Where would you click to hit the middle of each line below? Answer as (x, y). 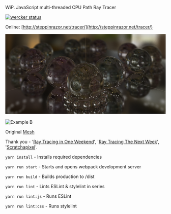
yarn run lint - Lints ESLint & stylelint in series (55, 186)
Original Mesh (20, 132)
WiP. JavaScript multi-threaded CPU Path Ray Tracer (61, 7)
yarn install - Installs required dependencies (54, 157)
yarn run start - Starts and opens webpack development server (73, 167)
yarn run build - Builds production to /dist (50, 176)
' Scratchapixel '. (21, 147)
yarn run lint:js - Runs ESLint (38, 196)
